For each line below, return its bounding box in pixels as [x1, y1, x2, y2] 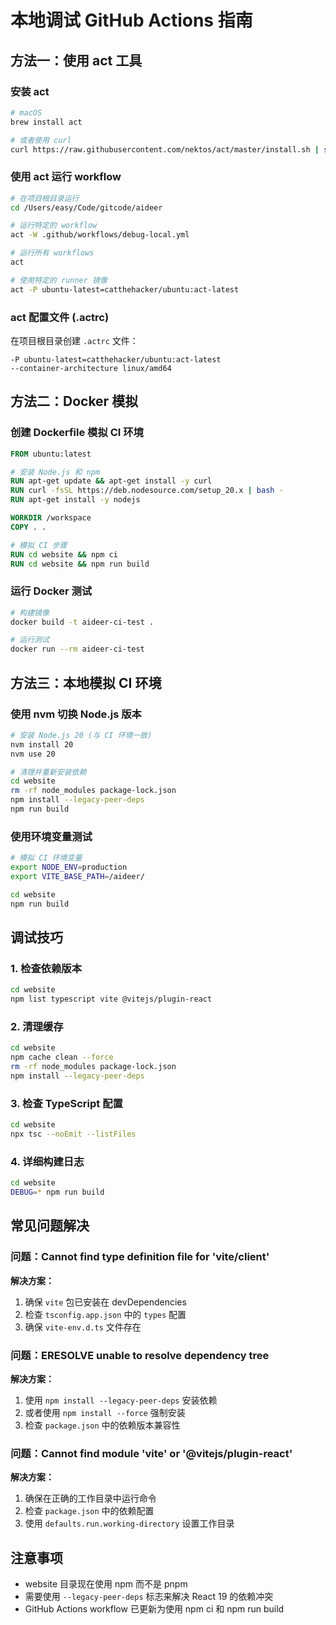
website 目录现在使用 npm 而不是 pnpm [24, 1577, 188, 1590]
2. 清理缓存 [10, 1019, 64, 1033]
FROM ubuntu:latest [10, 449, 92, 459]
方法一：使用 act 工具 [10, 52, 143, 69]
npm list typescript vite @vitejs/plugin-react [10, 994, 213, 1005]
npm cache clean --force [10, 1052, 114, 1063]
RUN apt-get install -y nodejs [10, 495, 141, 505]
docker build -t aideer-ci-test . [10, 617, 155, 627]
